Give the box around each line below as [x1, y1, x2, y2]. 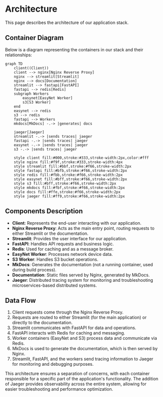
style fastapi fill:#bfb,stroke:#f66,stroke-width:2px [14, 168, 127, 173]
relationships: [5, 52, 33, 58]
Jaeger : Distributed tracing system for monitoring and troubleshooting [12, 277, 153, 283]
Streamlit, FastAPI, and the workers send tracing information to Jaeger [12, 356, 154, 362]
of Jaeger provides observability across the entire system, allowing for [5, 381, 147, 387]
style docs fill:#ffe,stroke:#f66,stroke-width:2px [14, 189, 121, 194]
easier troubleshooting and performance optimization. [5, 386, 113, 392]
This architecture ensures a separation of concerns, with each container [5, 371, 150, 376]
